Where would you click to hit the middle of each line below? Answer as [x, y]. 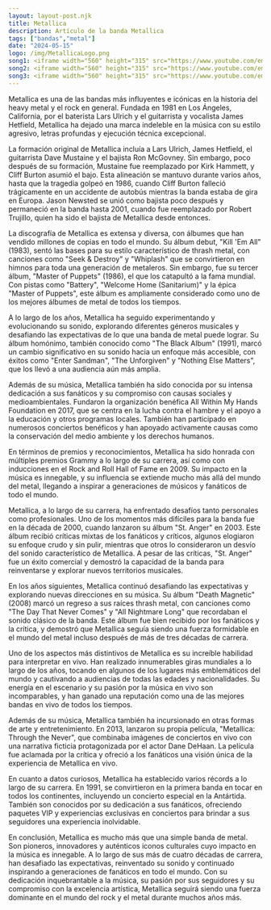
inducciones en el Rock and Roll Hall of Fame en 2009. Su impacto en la [128, 468]
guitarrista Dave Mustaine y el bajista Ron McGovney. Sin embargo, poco [130, 157]
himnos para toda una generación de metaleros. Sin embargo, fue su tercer [133, 267]
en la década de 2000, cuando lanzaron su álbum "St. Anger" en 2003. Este [134, 527]
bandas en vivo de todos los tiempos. [71, 704]
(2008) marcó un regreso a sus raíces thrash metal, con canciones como [129, 603]
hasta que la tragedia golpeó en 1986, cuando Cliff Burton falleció [117, 183]
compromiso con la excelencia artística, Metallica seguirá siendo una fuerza [135, 888]
